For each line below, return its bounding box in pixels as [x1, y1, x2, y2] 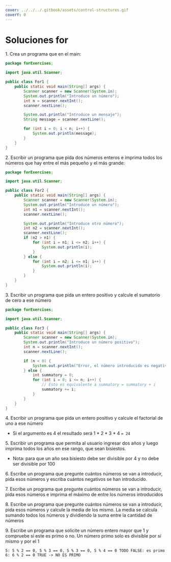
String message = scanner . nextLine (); [23, 117, 106, 122]
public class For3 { [5, 325, 49, 330]
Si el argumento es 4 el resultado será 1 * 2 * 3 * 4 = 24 [12, 430, 131, 437]
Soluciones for [5, 34, 69, 46]
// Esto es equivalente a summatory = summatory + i [41, 382, 156, 388]
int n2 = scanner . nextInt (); [23, 225, 85, 231]
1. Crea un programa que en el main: [5, 51, 81, 57]
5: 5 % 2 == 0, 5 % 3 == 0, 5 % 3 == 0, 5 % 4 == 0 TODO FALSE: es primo [5, 548, 165, 553]
